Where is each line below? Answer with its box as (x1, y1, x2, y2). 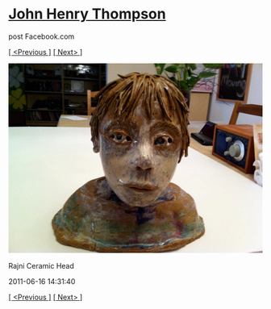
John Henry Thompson (8, 5, 167, 23)
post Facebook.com (8, 31, 75, 41)
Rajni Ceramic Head (8, 261, 75, 271)
